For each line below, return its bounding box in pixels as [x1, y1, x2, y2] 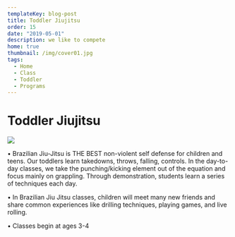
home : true [7, 43, 40, 50]
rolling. [7, 208, 28, 217]
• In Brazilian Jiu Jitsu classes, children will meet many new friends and [7, 193, 215, 202]
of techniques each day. [7, 179, 78, 188]
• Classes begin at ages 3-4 [7, 221, 90, 230]
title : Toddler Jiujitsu [7, 17, 80, 24]
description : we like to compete [7, 37, 106, 44]
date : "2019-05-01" [7, 30, 65, 37]
